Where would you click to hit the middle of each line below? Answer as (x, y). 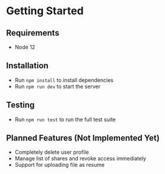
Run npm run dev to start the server (58, 86)
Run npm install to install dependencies (64, 80)
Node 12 (25, 47)
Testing (20, 105)
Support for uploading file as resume (60, 165)
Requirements (33, 33)
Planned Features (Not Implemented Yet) (83, 138)
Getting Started (45, 11)
